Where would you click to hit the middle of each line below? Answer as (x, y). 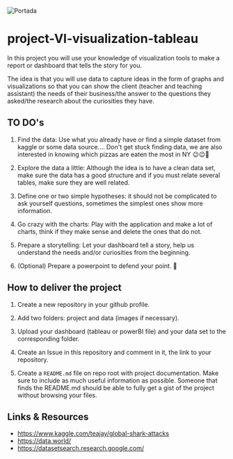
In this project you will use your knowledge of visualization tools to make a (114, 58)
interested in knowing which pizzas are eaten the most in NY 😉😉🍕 (113, 154)
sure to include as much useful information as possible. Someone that (117, 380)
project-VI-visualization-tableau (103, 39)
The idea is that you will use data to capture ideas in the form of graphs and (116, 78)
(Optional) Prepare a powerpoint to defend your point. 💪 (97, 266)
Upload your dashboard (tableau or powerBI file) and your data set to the (122, 331)
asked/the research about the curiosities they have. (81, 101)
